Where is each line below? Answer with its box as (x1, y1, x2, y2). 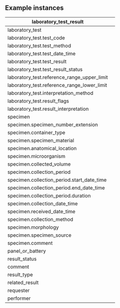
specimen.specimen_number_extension (7, 121, 98, 128)
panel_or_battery (7, 247, 46, 254)
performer (7, 295, 31, 302)
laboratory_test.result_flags (7, 97, 69, 104)
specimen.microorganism (7, 153, 66, 159)
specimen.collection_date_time (7, 200, 78, 207)
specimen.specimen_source (7, 232, 72, 239)
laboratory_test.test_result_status (7, 66, 83, 72)
